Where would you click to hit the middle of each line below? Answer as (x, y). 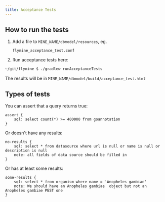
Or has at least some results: (34, 168)
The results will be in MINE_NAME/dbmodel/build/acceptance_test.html (75, 78)
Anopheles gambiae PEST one (34, 191)
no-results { (19, 142)
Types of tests (28, 94)
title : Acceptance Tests (31, 10)
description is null (26, 151)
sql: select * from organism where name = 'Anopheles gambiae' (81, 182)
